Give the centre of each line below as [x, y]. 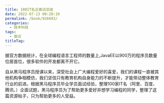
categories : [17, 23]
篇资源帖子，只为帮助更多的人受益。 [41, 96]
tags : [10, 32]
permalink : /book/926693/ [31, 18]
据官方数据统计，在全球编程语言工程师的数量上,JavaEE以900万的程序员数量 [81, 55]
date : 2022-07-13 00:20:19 [32, 14]
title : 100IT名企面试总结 [29, 9]
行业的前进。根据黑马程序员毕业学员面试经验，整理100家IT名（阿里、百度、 [81, 84]
